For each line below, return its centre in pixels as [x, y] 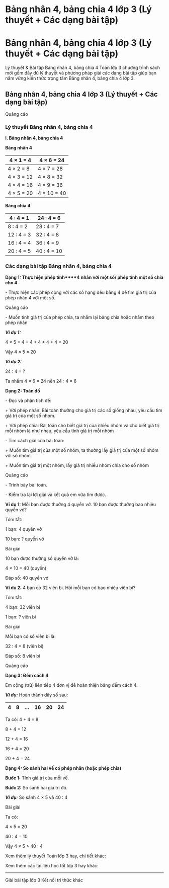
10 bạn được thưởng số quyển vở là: [42, 558]
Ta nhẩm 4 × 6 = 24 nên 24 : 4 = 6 [41, 381]
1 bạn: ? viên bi [21, 617]
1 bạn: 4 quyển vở [24, 529]
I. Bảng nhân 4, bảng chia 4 [34, 138]
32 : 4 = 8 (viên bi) [24, 646]
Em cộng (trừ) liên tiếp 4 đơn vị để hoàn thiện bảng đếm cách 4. [71, 685]
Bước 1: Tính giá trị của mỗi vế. [37, 778]
